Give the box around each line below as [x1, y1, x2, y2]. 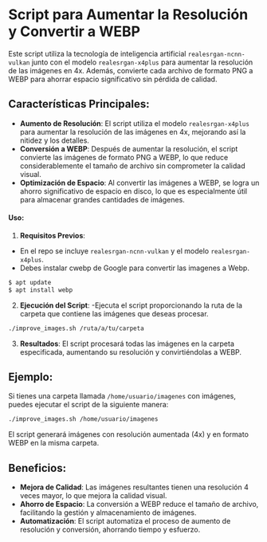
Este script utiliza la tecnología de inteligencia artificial [8, 49, 187, 58]
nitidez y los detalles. [19, 135, 90, 145]
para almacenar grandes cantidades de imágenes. [19, 194, 185, 204]
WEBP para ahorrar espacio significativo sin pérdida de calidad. [8, 74, 218, 84]
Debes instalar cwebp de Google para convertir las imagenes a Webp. [19, 263, 249, 273]
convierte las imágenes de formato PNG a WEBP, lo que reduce [19, 152, 229, 162]
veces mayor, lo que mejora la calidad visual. [19, 491, 167, 501]
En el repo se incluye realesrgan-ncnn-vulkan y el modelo [19, 245, 210, 256]
